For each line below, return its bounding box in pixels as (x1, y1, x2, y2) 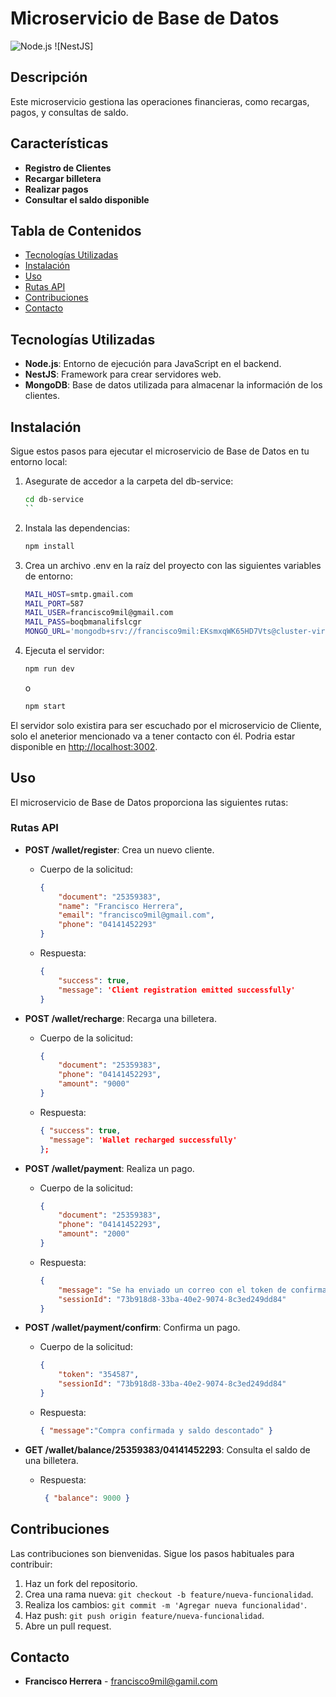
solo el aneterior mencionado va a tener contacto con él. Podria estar (10, 730, 296, 742)
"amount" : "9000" (58, 1079, 130, 1089)
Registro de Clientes (24, 162, 112, 174)
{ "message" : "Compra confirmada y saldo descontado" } (39, 1425, 273, 1436)
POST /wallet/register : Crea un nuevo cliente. (24, 843, 215, 856)
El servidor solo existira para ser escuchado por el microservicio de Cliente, (10, 719, 322, 731)
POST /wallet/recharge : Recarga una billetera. (24, 1012, 218, 1024)
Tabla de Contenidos (10, 222, 142, 239)
